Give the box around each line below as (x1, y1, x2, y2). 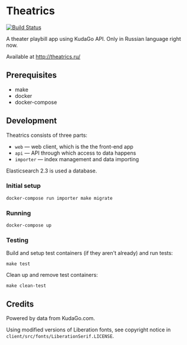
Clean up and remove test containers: (6, 271, 98, 279)
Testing (6, 236, 28, 244)
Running (6, 209, 31, 217)
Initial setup (6, 182, 41, 190)
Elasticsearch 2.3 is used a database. (6, 167, 97, 174)
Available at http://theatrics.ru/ (6, 53, 81, 60)
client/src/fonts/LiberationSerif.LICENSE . (6, 333, 115, 340)
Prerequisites (6, 70, 57, 81)
